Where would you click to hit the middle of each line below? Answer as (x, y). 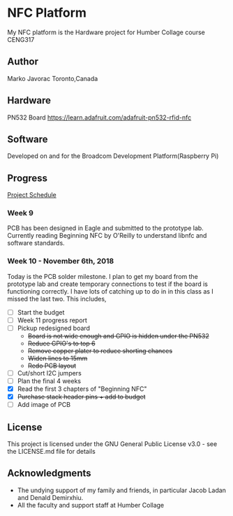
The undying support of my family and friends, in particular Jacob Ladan (122, 490)
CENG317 (21, 39)
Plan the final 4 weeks (49, 381)
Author (23, 62)
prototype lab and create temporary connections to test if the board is (107, 284)
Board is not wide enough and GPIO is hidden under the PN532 (118, 336)
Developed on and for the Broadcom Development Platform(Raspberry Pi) (113, 156)
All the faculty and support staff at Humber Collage (91, 505)
